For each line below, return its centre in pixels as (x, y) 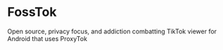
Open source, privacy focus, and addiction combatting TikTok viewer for (112, 31)
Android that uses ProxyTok (47, 38)
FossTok (32, 12)
